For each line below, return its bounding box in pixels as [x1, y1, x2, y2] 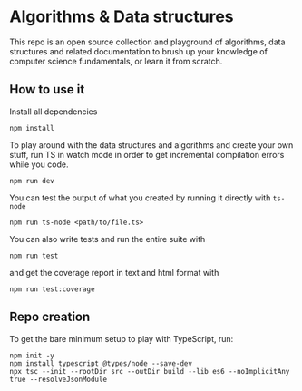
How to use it [9, 82, 85, 97]
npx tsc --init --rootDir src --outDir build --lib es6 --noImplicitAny [9, 367, 290, 376]
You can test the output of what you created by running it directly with [9, 192, 271, 203]
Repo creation [9, 309, 91, 325]
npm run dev [9, 176, 54, 185]
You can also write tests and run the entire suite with [9, 233, 206, 244]
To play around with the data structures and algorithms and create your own [9, 139, 294, 151]
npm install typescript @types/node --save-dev [9, 358, 193, 368]
